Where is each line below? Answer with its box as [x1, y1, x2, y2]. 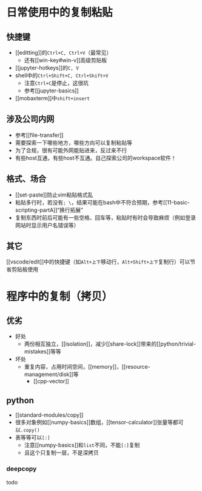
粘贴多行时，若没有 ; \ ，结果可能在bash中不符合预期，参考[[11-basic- [15, 198, 190, 206]
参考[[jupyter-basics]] [24, 87, 79, 94]
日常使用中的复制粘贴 [6, 5, 113, 19]
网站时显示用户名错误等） [15, 221, 79, 229]
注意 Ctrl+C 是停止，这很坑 [24, 80, 89, 86]
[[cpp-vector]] [33, 378, 70, 385]
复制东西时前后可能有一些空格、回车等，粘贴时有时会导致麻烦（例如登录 [15, 214, 196, 221]
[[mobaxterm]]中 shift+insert [15, 95, 90, 102]
